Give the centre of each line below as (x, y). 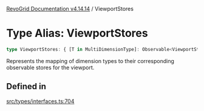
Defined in (26, 86)
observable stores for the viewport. (50, 67)
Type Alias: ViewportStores (77, 33)
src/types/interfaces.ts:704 (40, 101)
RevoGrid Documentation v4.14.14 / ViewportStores (70, 9)
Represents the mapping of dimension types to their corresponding (90, 61)
